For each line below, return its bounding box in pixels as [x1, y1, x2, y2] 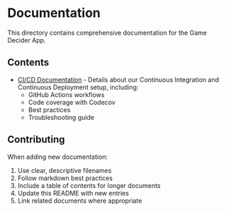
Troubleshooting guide [28, 113, 94, 121]
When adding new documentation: [7, 152, 108, 161]
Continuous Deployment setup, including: [17, 83, 139, 91]
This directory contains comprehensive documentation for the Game [7, 28, 208, 37]
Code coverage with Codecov [28, 98, 115, 106]
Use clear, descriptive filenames [17, 166, 112, 174]
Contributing [7, 133, 65, 146]
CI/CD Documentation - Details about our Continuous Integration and [17, 75, 220, 84]
